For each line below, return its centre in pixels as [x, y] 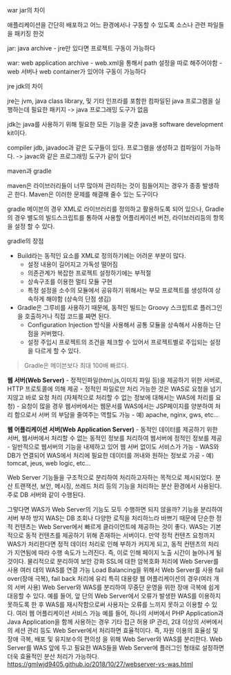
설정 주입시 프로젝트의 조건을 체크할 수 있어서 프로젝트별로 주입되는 [118, 342]
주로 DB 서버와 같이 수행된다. [46, 494]
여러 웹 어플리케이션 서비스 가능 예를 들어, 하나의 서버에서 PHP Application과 [120, 613]
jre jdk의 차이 [25, 86]
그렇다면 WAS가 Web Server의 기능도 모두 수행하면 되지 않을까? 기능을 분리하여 [115, 509]
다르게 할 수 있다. [58, 351]
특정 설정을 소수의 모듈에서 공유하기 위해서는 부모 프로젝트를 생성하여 [120, 290]
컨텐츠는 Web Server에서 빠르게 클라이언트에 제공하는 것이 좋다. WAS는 [111, 527]
